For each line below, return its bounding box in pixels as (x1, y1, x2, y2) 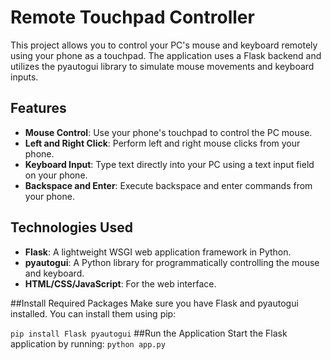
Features (10, 100, 67, 117)
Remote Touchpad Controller (10, 6, 255, 29)
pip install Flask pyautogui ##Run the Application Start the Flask (10, 327, 288, 339)
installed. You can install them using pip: (10, 307, 177, 320)
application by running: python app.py (10, 337, 166, 350)
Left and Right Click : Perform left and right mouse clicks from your (24, 137, 301, 149)
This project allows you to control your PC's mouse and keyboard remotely (10, 39, 318, 51)
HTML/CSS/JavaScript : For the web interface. (24, 277, 217, 290)
